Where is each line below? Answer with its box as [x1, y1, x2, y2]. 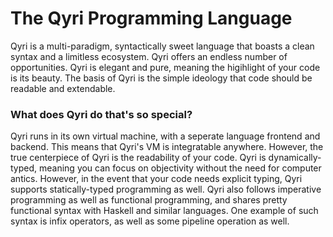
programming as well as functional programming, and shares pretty [10, 194, 288, 206]
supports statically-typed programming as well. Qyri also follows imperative [10, 183, 322, 196]
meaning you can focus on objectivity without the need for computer [38, 162, 322, 174]
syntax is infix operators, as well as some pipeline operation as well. [10, 215, 290, 227]
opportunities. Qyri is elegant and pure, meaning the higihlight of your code [10, 61, 321, 73]
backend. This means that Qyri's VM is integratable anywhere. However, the [10, 141, 324, 153]
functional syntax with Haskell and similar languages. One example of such [10, 205, 319, 217]
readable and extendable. [10, 82, 116, 94]
